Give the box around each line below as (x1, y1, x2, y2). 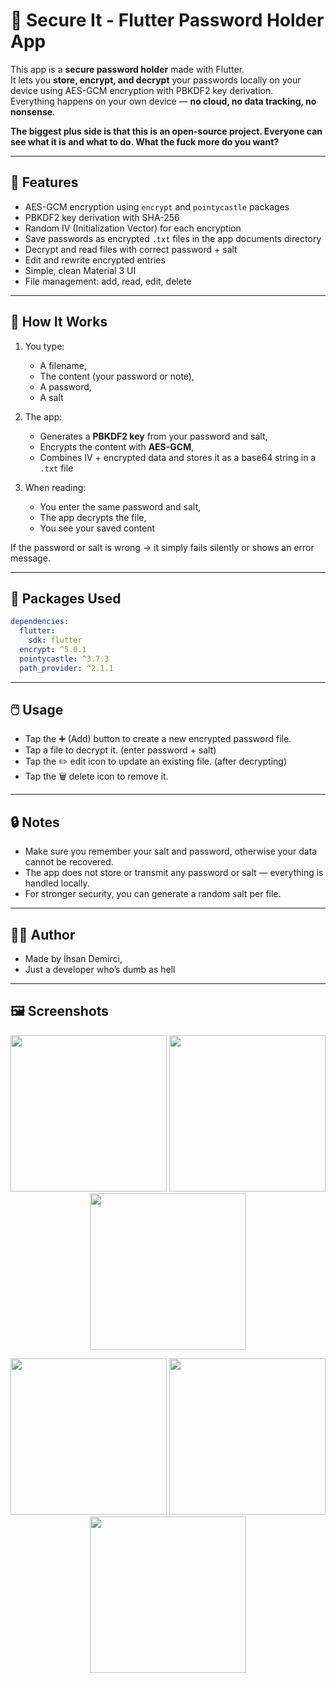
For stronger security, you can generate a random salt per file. (24, 888, 282, 900)
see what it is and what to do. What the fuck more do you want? (10, 135, 280, 148)
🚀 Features (10, 174, 79, 191)
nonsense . (10, 105, 56, 118)
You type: (24, 340, 65, 352)
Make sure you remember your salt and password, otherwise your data (24, 845, 318, 858)
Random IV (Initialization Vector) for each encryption (24, 222, 242, 234)
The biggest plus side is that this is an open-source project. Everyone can (10, 125, 323, 137)
